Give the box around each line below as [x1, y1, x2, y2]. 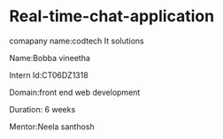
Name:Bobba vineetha [9, 52, 91, 63]
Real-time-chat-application [9, 6, 215, 27]
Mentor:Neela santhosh [9, 121, 95, 132]
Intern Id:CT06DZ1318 [9, 69, 88, 81]
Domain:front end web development [9, 87, 141, 97]
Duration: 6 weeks [9, 104, 76, 114]
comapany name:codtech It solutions [9, 35, 144, 46]
